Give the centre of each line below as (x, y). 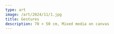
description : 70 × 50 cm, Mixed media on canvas (57, 24)
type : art (16, 10)
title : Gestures (22, 19)
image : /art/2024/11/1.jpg (34, 14)
